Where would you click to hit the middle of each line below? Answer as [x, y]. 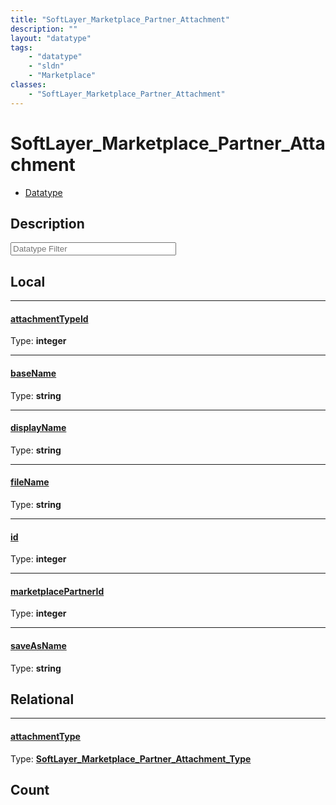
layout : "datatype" [51, 38]
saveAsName [38, 645]
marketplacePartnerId [57, 591]
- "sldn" [46, 66]
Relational [42, 699]
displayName [38, 428]
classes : [28, 85]
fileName [30, 482]
